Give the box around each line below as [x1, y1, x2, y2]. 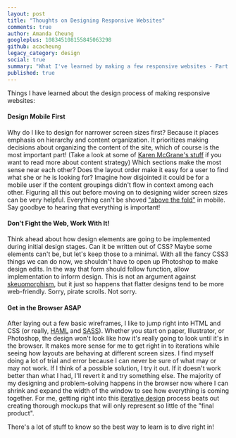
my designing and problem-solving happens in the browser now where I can [7, 379, 229, 388]
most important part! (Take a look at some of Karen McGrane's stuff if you [7, 150, 222, 159]
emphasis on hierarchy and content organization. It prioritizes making [7, 135, 209, 144]
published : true [7, 69, 55, 76]
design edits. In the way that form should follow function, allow [7, 264, 190, 273]
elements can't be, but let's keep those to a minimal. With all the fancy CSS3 [7, 250, 229, 258]
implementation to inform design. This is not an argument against [7, 272, 197, 281]
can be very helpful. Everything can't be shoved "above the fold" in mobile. [7, 195, 225, 204]
